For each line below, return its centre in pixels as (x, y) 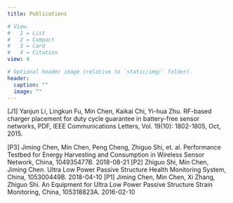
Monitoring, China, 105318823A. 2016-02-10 (71, 192)
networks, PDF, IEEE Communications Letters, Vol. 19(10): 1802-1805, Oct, (114, 126)
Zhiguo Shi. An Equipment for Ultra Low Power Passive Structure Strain (110, 185)
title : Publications (38, 14)
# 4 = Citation (33, 53)
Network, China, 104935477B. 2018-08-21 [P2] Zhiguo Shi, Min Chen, (108, 162)
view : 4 (19, 59)
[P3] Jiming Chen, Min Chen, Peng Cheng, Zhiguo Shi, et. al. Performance (114, 148)
